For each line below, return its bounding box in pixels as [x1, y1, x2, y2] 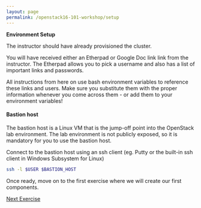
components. [6, 183, 39, 191]
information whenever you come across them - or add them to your [6, 91, 173, 98]
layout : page [6, 8, 39, 15]
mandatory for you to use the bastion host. [6, 137, 112, 144]
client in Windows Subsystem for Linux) [6, 155, 104, 162]
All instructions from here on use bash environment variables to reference [6, 78, 189, 85]
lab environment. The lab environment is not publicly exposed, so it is [6, 130, 178, 137]
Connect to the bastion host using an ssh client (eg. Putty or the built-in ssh [6, 148, 193, 155]
